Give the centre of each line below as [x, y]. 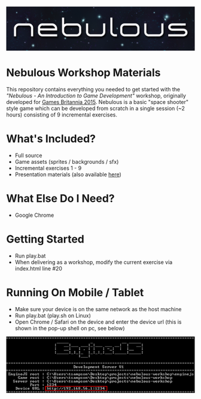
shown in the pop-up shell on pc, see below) [70, 328]
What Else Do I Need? [60, 198]
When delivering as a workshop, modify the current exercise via [94, 262]
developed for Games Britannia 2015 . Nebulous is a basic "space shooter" [98, 102]
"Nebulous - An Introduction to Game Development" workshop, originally [96, 96]
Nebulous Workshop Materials [83, 73]
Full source [28, 155]
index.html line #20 [39, 268]
